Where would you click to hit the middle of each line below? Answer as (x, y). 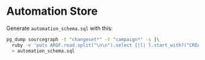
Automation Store (52, 11)
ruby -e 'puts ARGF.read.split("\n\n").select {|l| (79, 45)
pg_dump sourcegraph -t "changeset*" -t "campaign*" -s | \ (83, 39)
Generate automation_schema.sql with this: (59, 28)
